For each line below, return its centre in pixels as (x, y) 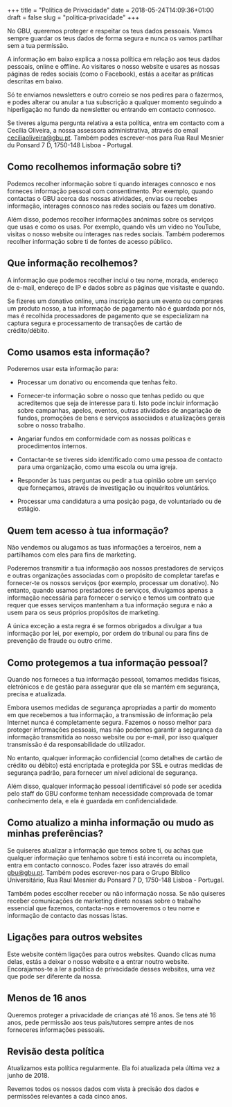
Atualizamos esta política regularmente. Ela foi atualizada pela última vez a (114, 1068)
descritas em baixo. (35, 81)
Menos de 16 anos (47, 998)
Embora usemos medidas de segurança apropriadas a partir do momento (112, 707)
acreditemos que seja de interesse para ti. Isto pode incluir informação (118, 403)
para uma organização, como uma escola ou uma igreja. (97, 467)
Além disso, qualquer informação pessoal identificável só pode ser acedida (115, 786)
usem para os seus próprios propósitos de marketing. (84, 613)
